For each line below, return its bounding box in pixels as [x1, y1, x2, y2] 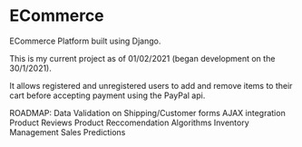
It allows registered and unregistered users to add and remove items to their [9, 80, 293, 91]
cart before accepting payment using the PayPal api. [9, 90, 206, 101]
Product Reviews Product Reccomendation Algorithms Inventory [9, 117, 249, 128]
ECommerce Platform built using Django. [9, 35, 161, 46]
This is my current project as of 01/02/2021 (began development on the [9, 53, 276, 64]
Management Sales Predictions [9, 126, 126, 137]
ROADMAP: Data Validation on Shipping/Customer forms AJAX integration [9, 107, 286, 118]
